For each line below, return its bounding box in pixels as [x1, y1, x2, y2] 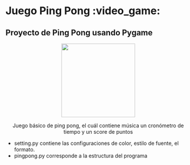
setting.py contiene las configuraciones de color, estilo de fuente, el [14, 140, 179, 147]
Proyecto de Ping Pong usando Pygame [5, 28, 153, 38]
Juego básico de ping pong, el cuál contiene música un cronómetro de [12, 122, 184, 129]
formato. [14, 146, 35, 153]
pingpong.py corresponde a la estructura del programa [14, 152, 148, 159]
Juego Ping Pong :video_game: [5, 4, 161, 18]
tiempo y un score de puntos [63, 128, 134, 135]
